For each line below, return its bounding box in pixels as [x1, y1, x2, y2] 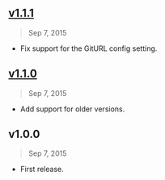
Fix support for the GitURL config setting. [19, 44, 158, 53]
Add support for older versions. [19, 104, 125, 114]
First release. [19, 165, 64, 174]
